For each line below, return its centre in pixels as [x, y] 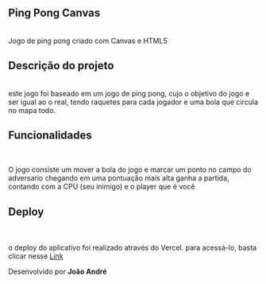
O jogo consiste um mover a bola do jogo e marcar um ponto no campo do [130, 169]
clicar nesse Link [36, 256]
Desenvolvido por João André [58, 272]
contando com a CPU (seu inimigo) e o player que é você [102, 187]
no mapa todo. [32, 110]
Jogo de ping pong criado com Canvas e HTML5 [88, 41]
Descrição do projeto [61, 66]
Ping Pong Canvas [54, 13]
